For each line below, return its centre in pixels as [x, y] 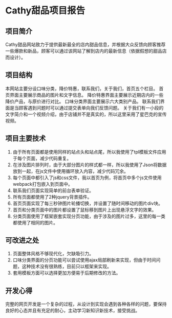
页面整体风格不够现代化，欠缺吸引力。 [53, 254]
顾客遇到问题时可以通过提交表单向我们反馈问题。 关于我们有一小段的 [91, 108]
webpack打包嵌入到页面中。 [42, 184]
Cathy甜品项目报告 [45, 11]
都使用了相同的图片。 [35, 222]
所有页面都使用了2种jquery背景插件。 [52, 197]
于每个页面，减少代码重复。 [42, 158]
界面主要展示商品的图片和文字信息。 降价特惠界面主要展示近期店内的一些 [87, 95]
